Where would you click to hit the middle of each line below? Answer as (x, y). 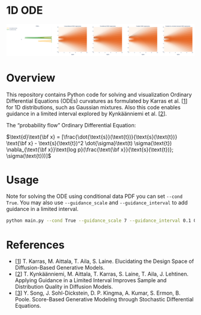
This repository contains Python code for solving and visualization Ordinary (99, 94)
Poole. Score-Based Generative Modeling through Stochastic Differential (104, 299)
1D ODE (25, 10)
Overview (31, 78)
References (35, 245)
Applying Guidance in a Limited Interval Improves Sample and (91, 280)
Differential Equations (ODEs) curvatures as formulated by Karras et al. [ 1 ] (97, 101)
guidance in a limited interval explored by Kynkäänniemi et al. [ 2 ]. (87, 114)
